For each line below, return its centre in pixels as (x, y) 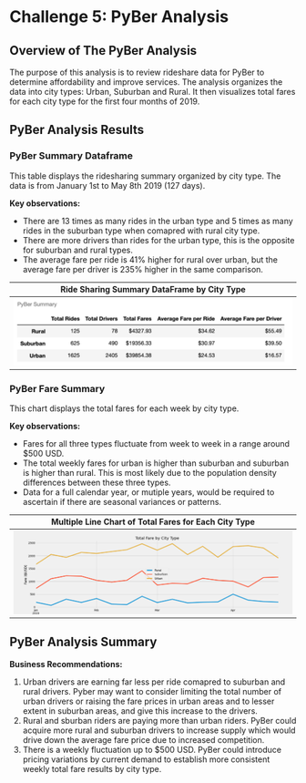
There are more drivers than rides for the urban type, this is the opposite (158, 240)
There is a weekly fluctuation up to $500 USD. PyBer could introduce (152, 749)
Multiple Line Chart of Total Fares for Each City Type (153, 522)
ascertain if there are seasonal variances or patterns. (122, 501)
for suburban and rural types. (78, 250)
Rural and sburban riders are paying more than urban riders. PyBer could (159, 720)
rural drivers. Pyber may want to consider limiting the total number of (152, 691)
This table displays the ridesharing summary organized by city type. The (145, 176)
